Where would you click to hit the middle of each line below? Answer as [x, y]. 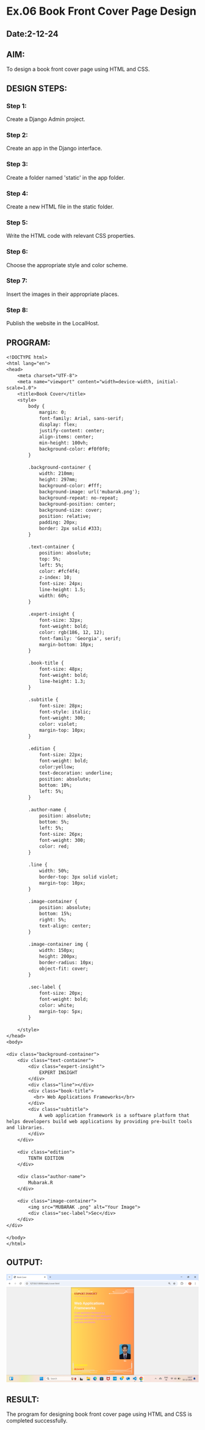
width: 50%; [54, 871]
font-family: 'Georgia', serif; [80, 638]
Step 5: [17, 223]
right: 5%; [53, 920]
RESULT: [23, 1399]
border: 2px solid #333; [70, 528]
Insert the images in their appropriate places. [63, 294]
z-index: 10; [55, 577]
